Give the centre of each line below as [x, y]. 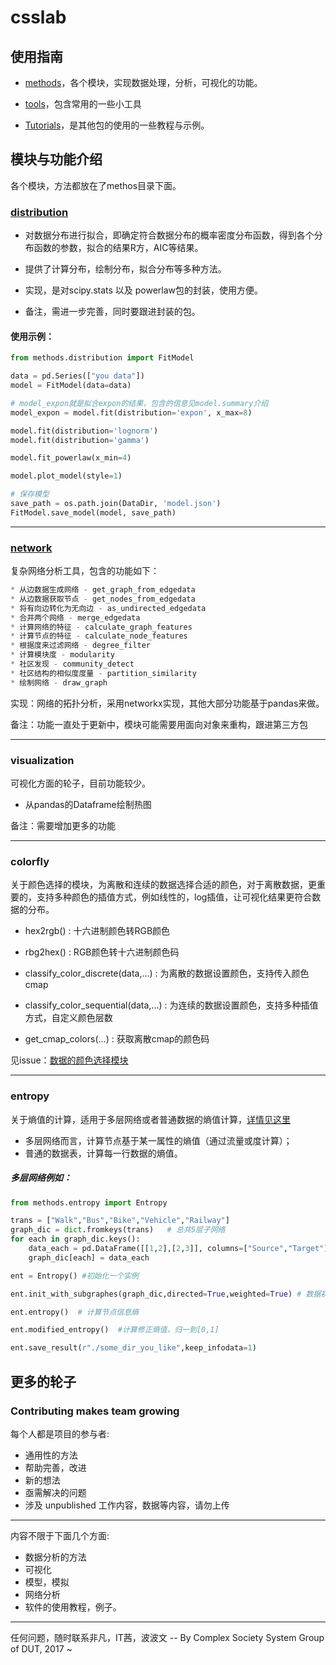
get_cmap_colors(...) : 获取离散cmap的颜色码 [117, 1039]
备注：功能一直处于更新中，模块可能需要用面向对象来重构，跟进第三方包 [159, 724]
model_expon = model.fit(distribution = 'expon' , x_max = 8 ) [131, 412]
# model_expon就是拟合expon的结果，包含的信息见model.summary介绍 [139, 403]
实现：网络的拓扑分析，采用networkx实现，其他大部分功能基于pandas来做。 [167, 703]
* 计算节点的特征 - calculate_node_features [99, 636]
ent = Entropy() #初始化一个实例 [74, 1276]
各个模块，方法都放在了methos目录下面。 [96, 185]
